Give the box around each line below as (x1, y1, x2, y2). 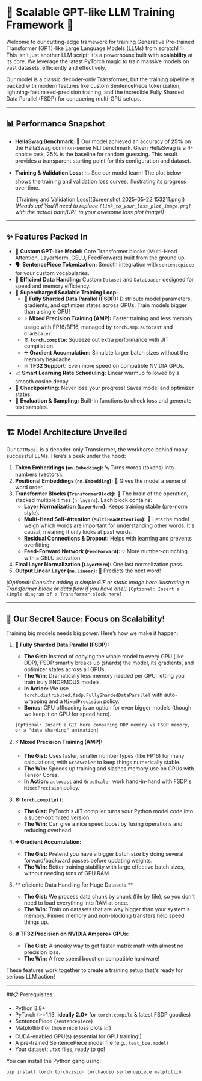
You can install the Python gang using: (6, 1058, 102, 1065)
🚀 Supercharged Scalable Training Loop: (14, 288, 118, 296)
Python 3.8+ (14, 1005, 46, 1012)
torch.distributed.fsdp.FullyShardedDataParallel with (23, 692, 163, 699)
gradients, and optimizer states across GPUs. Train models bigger (23, 301, 188, 309)
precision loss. (23, 949, 60, 956)
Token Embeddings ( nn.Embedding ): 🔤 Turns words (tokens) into (14, 464, 174, 471)
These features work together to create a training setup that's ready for (6, 967, 183, 974)
